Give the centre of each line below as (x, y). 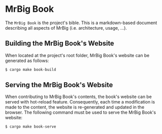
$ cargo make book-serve (31, 127)
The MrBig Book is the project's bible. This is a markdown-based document (81, 23)
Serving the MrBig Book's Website (59, 85)
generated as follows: (27, 61)
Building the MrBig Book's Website (60, 44)
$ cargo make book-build (31, 69)
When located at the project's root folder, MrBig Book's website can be (77, 55)
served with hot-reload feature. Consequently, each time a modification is (80, 102)
